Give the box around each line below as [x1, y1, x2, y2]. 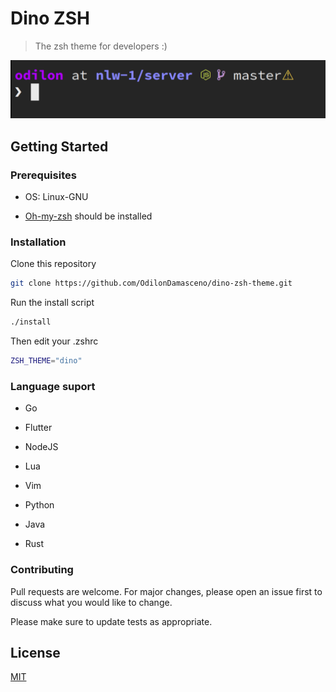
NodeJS [24, 441, 59, 453]
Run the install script [10, 297, 95, 309]
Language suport [10, 379, 96, 393]
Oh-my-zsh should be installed [24, 210, 153, 222]
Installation [10, 235, 67, 249]
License [10, 645, 61, 662]
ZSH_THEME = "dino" [10, 356, 83, 366]
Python [24, 499, 55, 511]
